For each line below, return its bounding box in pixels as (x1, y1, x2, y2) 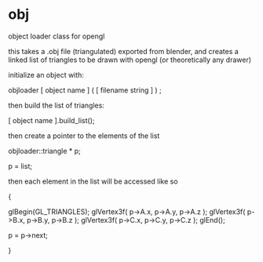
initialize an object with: (8, 70, 85, 79)
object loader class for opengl (8, 31, 105, 41)
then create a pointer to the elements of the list (8, 131, 160, 140)
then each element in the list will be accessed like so (8, 176, 178, 186)
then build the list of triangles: (8, 100, 104, 110)
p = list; (8, 161, 33, 170)
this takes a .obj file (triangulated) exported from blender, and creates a (8, 46, 239, 56)
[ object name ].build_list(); (8, 115, 95, 125)
